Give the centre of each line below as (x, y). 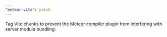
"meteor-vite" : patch (28, 10)
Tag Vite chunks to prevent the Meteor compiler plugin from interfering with (84, 24)
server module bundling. (31, 29)
